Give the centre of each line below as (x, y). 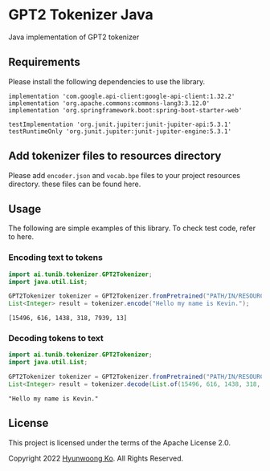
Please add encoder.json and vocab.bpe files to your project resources (125, 175)
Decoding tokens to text (56, 339)
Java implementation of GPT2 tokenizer (74, 37)
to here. (21, 237)
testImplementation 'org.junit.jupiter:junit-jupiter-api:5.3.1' (120, 124)
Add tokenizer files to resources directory (115, 156)
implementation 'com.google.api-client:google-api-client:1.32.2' (122, 96)
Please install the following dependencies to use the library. (107, 81)
